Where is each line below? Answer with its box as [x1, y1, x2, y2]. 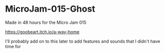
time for [5, 43, 21, 49]
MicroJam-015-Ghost [5, 3, 96, 15]
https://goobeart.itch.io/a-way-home [5, 29, 80, 35]
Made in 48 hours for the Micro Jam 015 [5, 19, 87, 25]
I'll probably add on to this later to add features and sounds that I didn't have [5, 38, 161, 44]
